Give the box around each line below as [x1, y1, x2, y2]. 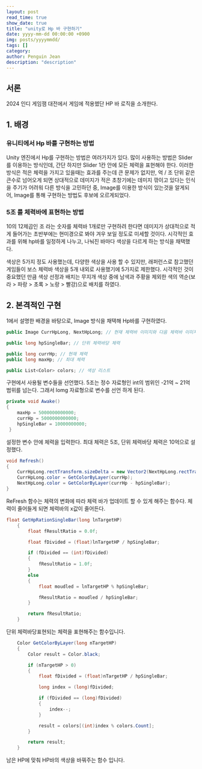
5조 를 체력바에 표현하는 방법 [6, 208, 84, 216]
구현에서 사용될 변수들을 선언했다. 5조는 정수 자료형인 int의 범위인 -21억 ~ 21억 [6, 379, 191, 386]
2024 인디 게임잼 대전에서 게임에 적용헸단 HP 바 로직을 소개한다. [6, 100, 158, 107]
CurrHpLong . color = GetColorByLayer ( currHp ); [17, 475, 133, 481]
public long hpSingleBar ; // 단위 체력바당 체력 [6, 340, 120, 346]
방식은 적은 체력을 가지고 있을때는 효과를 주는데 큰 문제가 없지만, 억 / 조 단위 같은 [6, 169, 195, 176]
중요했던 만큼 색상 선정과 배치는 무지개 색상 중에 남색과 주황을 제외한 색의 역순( [6, 273, 191, 281]
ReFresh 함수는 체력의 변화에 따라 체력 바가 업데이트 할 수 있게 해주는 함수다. [6, 497, 186, 505]
